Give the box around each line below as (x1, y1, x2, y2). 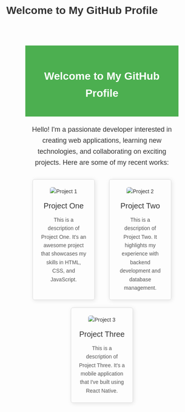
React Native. (86, 387, 118, 394)
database (129, 276, 152, 283)
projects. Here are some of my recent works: (35, 158, 169, 167)
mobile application (80, 370, 124, 377)
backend (130, 259, 150, 266)
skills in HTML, (46, 259, 81, 266)
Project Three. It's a (78, 362, 126, 369)
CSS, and (52, 267, 75, 275)
